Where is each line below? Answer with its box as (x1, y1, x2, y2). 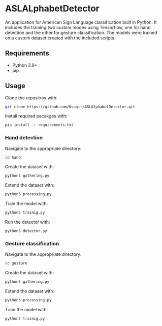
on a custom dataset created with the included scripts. (5, 35, 116, 41)
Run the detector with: (5, 219, 50, 225)
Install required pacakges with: (5, 113, 67, 119)
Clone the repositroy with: (5, 94, 58, 101)
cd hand (5, 155, 21, 160)
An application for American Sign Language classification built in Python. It (5, 19, 157, 25)
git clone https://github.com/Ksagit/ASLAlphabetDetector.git (5, 104, 135, 109)
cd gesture (5, 261, 28, 266)
